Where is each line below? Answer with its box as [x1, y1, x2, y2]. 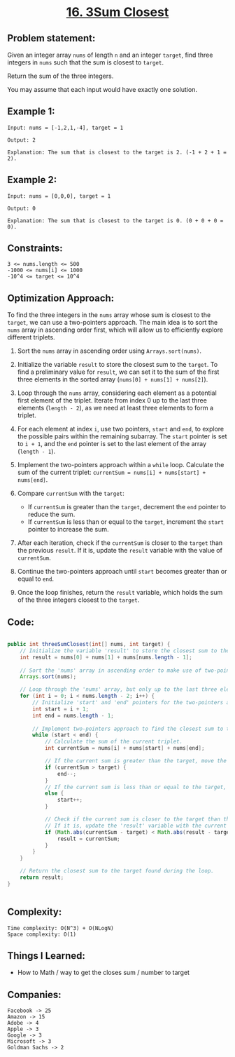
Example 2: [7, 174, 57, 186]
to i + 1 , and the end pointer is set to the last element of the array [17, 440, 207, 448]
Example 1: [7, 106, 55, 118]
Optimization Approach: [7, 292, 115, 304]
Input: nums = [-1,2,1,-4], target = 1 [7, 124, 124, 131]
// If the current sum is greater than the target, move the [44, 758, 227, 765]
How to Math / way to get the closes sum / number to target [17, 969, 190, 977]
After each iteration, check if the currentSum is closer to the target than [17, 539, 223, 547]
